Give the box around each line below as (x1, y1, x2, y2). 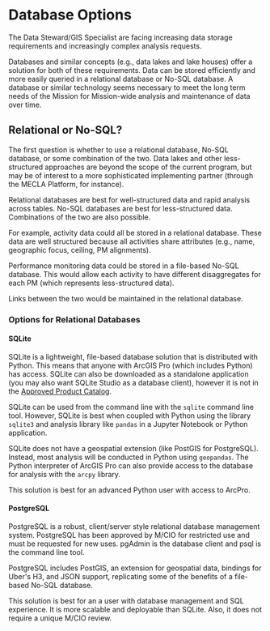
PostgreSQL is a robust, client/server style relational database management (8, 522, 260, 531)
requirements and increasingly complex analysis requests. (8, 41, 202, 50)
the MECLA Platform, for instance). (8, 179, 124, 189)
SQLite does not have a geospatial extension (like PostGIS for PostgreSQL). (8, 443, 259, 453)
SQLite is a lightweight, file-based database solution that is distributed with (8, 352, 259, 361)
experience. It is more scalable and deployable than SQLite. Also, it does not (8, 605, 263, 615)
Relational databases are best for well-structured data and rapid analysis (8, 194, 251, 204)
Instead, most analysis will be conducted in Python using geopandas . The (8, 452, 249, 462)
